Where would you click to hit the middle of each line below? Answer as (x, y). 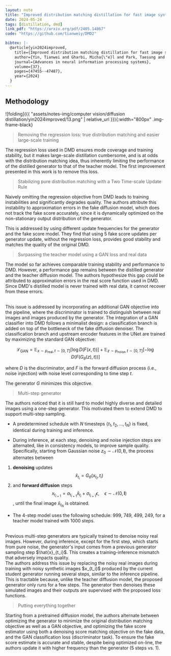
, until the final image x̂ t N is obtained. (51, 504)
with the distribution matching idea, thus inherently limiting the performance (85, 161)
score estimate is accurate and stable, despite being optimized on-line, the (83, 642)
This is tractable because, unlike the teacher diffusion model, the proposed (84, 579)
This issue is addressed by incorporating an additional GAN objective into (82, 307)
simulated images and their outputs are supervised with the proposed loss (83, 590)
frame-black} (19, 124)
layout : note (19, 10)
